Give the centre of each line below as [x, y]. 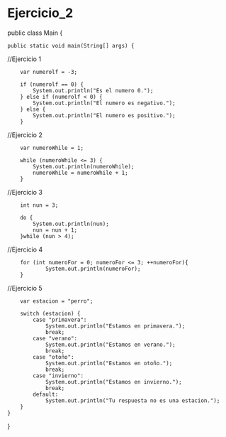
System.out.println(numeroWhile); [84, 166]
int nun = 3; [39, 205]
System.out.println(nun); [71, 224]
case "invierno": [58, 376]
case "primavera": [60, 320]
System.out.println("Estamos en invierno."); [113, 382]
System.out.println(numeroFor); [93, 269]
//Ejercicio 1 [24, 59]
